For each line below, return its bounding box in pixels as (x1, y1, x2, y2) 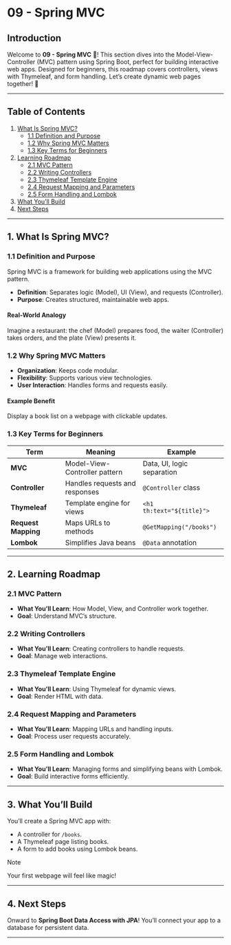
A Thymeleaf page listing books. (16, 838, 109, 846)
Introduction (7, 32, 62, 44)
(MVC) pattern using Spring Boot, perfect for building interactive (36, 58, 219, 66)
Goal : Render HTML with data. (16, 692, 103, 700)
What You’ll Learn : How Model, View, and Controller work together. (16, 605, 208, 613)
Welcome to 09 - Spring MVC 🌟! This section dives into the (7, 50, 175, 58)
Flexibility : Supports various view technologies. (16, 373, 153, 382)
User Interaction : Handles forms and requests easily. (16, 381, 168, 389)
